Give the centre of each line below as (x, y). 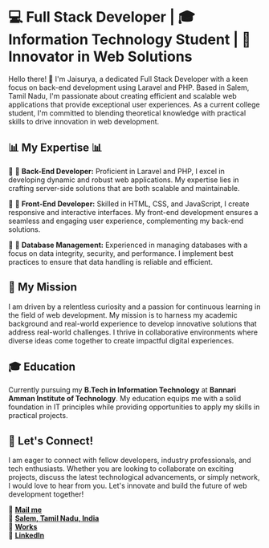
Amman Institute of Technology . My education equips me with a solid (125, 399)
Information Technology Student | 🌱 (130, 40)
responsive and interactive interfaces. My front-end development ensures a (133, 212)
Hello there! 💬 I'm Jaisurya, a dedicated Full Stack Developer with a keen (128, 79)
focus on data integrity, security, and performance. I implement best (121, 253)
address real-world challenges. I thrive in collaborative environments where (133, 332)
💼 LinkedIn (26, 535)
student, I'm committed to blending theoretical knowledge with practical (127, 113)
